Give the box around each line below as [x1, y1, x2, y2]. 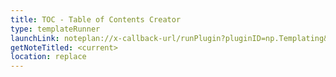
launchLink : [10, 33, 60, 43]
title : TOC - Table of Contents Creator [10, 14, 182, 25]
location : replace [10, 52, 87, 62]
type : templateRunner [10, 24, 101, 34]
